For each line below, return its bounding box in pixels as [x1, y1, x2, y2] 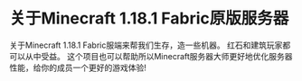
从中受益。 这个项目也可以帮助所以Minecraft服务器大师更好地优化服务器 [24, 50, 293, 61]
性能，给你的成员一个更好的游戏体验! [9, 62, 147, 73]
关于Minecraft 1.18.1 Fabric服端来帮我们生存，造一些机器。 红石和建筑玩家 [9, 40, 283, 50]
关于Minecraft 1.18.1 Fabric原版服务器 [9, 8, 289, 29]
